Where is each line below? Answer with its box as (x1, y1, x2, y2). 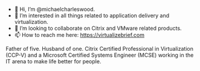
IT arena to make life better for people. (5, 58, 102, 65)
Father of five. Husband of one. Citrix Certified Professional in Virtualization (5, 45, 194, 52)
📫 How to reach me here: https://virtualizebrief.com (14, 32, 144, 38)
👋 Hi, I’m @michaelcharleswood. (14, 6, 95, 13)
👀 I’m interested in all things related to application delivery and (14, 12, 170, 19)
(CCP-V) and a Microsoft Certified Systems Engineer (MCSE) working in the (5, 51, 194, 58)
